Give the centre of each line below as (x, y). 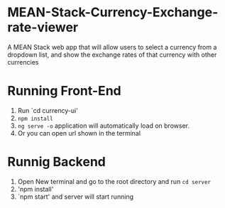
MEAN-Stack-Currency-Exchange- (113, 12)
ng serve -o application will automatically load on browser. (104, 126)
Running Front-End (65, 91)
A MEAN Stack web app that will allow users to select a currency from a (112, 47)
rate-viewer (43, 27)
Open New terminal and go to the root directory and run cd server (114, 181)
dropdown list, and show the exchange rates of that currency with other (112, 55)
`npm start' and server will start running (75, 197)
